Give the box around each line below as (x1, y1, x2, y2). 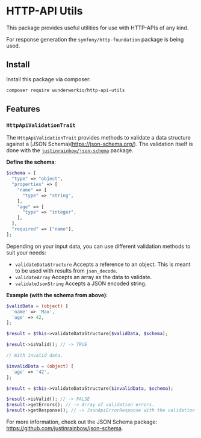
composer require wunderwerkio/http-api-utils (6, 87, 125, 93)
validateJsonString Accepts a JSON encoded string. (14, 280, 147, 287)
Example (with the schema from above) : (6, 291, 108, 298)
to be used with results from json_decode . (14, 267, 118, 274)
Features (6, 104, 40, 114)
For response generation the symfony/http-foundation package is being (6, 35, 184, 43)
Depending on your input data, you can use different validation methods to (6, 242, 191, 250)
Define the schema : (6, 158, 56, 166)
